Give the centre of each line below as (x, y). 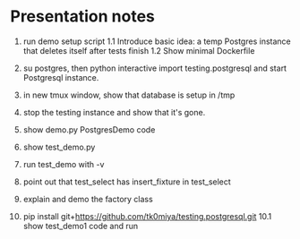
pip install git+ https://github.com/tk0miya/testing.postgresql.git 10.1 (147, 216)
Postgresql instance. (61, 77)
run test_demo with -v (64, 164)
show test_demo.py (59, 147)
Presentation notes (83, 17)
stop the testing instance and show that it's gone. (114, 112)
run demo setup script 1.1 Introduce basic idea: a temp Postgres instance (157, 41)
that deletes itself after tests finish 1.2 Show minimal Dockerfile (139, 50)
